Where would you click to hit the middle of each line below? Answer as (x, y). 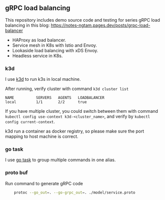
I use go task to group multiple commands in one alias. (60, 160)
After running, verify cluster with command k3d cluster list (67, 89)
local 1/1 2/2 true (46, 102)
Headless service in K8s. (37, 56)
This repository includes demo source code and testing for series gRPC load (82, 20)
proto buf (16, 173)
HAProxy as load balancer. (39, 40)
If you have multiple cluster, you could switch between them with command (82, 111)
